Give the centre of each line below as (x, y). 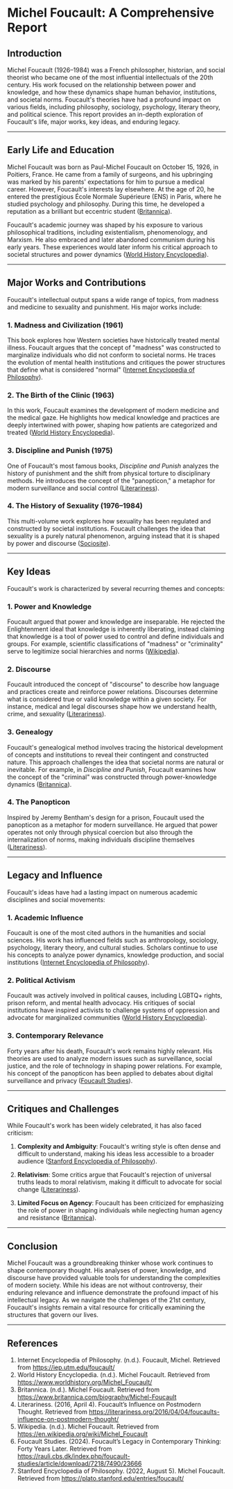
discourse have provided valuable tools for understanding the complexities (114, 1278)
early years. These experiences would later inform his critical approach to (113, 247)
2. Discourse (29, 669)
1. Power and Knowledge (50, 606)
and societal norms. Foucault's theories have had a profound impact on (109, 100)
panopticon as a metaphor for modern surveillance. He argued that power (113, 825)
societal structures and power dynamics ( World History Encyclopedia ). (108, 254)
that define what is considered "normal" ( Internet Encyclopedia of (101, 370)
